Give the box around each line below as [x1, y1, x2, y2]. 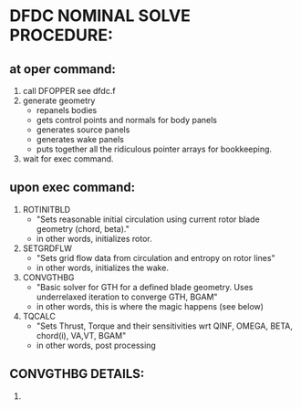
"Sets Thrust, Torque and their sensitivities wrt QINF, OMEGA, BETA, [36, 320, 294, 331]
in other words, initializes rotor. [36, 233, 152, 244]
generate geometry [22, 95, 96, 106]
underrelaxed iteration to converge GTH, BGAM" [36, 291, 218, 302]
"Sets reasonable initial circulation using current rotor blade [36, 214, 260, 225]
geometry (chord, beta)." [36, 223, 130, 234]
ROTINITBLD [22, 204, 71, 215]
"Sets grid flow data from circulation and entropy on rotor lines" [36, 252, 275, 263]
